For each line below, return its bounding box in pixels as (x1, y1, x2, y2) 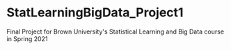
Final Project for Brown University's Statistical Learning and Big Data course (6, 27, 224, 36)
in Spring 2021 (6, 34, 48, 42)
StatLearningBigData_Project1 (6, 5, 184, 21)
